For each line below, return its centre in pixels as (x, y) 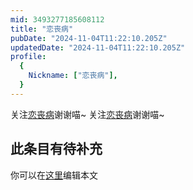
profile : (28, 57)
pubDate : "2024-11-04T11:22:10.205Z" (89, 38)
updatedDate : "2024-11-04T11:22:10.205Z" (98, 47)
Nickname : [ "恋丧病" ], (73, 76)
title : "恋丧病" (42, 29)
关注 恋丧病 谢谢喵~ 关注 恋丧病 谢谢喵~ (87, 114)
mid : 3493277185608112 (57, 19)
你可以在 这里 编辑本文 (54, 175)
